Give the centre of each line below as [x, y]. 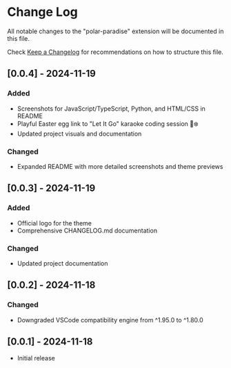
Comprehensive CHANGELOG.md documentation [87, 230]
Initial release [36, 358]
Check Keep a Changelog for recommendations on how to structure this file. [115, 52]
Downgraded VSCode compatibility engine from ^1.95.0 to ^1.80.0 [110, 320]
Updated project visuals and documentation [79, 134]
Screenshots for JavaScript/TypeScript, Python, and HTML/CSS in [111, 109]
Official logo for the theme [54, 223]
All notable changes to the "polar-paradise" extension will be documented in [115, 31]
